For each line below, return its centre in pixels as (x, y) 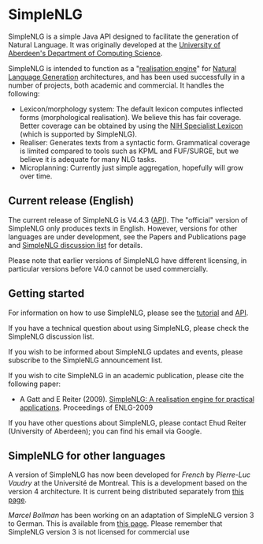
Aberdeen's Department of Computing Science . (85, 53)
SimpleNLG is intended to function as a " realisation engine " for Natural (122, 68)
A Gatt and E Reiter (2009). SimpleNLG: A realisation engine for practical (137, 399)
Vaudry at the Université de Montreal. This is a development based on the (128, 483)
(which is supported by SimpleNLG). (78, 134)
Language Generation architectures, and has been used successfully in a (127, 77)
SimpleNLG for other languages (87, 456)
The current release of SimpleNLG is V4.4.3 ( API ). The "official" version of (128, 219)
